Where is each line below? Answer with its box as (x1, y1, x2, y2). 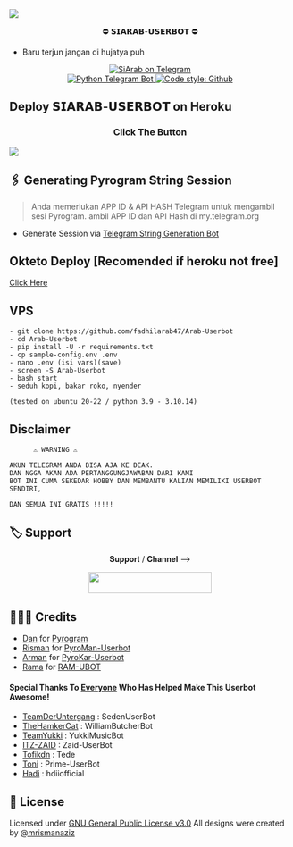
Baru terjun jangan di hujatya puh (21, 46, 145, 57)
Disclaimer (9, 422, 71, 437)
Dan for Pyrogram (21, 633, 88, 643)
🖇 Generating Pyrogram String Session (9, 173, 232, 189)
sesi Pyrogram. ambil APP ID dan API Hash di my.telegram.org (30, 210, 260, 222)
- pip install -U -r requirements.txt (9, 343, 154, 352)
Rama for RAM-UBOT (21, 661, 101, 672)
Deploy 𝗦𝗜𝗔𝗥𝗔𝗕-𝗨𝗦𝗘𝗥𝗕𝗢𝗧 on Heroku (9, 99, 232, 114)
